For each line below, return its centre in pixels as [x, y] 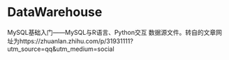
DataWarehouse [55, 12]
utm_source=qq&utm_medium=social [61, 49]
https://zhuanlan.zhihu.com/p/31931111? [76, 41]
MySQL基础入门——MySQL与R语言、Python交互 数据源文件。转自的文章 [112, 32]
